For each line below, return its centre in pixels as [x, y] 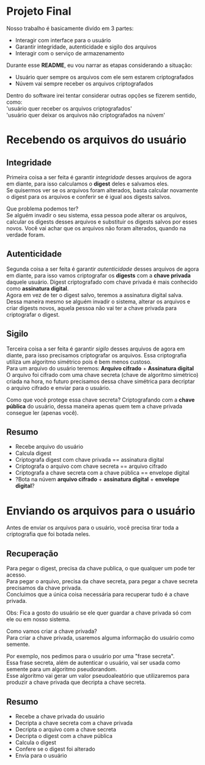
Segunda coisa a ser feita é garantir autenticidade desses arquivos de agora [103, 269]
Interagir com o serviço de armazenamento [69, 53]
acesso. [16, 575]
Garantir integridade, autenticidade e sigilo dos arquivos [86, 47]
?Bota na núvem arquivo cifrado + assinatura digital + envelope [97, 480]
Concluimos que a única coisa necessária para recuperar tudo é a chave [98, 594]
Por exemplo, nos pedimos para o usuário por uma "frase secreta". [91, 656]
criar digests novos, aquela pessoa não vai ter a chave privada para [92, 308]
